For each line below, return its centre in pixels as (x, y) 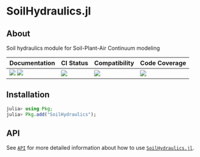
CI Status (75, 63)
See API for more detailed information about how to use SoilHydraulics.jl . (100, 148)
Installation (28, 95)
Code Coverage (163, 63)
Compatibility (114, 63)
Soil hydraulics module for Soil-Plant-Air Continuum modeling (83, 48)
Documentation (33, 63)
